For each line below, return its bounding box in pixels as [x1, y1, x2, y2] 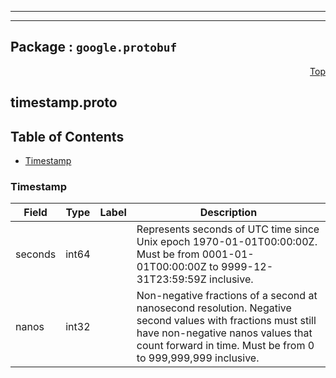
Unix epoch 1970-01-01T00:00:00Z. [136, 235, 318, 249]
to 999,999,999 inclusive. [136, 351, 260, 365]
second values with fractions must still [136, 314, 317, 328]
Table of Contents [10, 128, 125, 145]
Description [199, 206, 258, 220]
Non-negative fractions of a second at [136, 289, 318, 303]
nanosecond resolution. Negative [136, 301, 292, 315]
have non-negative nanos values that [136, 326, 313, 340]
